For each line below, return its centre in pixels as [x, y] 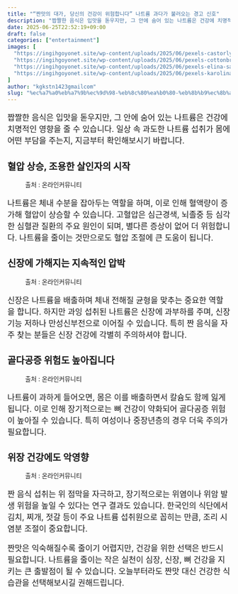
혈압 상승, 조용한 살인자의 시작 [69, 166]
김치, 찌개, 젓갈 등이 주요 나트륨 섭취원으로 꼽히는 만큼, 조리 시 [118, 517]
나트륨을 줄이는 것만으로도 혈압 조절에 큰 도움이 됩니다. [116, 237]
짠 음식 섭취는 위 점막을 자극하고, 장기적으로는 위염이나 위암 [113, 494]
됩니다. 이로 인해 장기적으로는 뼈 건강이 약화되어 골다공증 [108, 409]
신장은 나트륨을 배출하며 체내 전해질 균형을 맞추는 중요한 [107, 300]
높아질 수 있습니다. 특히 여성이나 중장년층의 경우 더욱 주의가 [122, 420]
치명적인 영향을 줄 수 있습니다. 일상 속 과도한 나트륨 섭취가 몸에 [119, 130]
